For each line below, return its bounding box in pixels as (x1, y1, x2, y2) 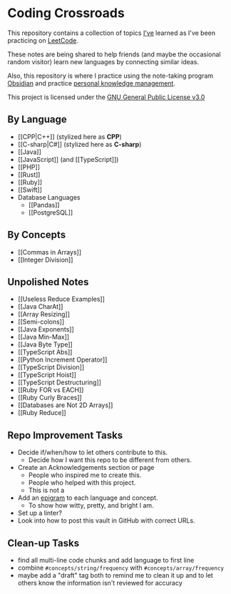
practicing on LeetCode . (7, 36, 78, 44)
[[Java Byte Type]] (17, 340, 73, 349)
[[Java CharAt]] (17, 302, 63, 311)
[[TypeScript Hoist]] (17, 371, 77, 379)
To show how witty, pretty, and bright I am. (28, 501, 155, 510)
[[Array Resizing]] (17, 310, 70, 319)
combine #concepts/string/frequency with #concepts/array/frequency (17, 563, 225, 572)
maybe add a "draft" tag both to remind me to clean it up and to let (17, 571, 214, 579)
